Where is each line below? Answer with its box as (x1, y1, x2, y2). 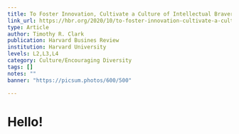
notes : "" (7, 70, 37, 77)
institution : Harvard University (7, 43, 107, 51)
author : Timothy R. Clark (7, 30, 84, 38)
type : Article (7, 24, 50, 31)
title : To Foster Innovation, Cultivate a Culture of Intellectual (7, 10, 212, 18)
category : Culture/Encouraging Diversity (7, 57, 132, 64)
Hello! (7, 113, 43, 130)
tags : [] (7, 63, 33, 71)
